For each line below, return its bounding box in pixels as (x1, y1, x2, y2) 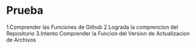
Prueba (6, 4, 43, 17)
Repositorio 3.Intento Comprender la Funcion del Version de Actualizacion (6, 29, 190, 37)
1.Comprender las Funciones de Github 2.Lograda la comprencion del (6, 23, 179, 31)
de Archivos (6, 36, 36, 43)
